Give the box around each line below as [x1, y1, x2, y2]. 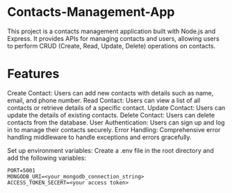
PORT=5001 [7, 167, 36, 174]
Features [7, 66, 60, 82]
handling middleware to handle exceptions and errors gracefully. [7, 133, 192, 141]
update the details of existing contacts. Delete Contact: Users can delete [7, 111, 215, 119]
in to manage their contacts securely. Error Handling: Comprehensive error [7, 125, 221, 134]
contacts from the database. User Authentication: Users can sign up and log [7, 118, 225, 127]
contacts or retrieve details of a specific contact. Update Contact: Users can [7, 103, 226, 111]
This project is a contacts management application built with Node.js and [7, 27, 216, 35]
